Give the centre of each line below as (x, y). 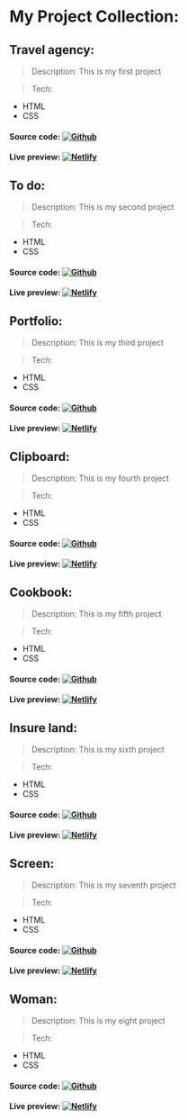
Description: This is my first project (96, 71)
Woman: (34, 999)
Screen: (32, 863)
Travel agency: (52, 50)
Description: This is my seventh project (104, 885)
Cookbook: (41, 592)
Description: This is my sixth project (98, 750)
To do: (27, 185)
